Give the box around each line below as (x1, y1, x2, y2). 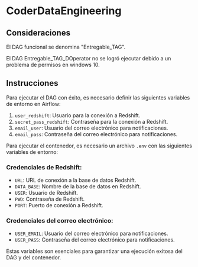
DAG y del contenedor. (6, 254, 61, 261)
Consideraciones (6, 28, 71, 38)
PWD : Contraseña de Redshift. (14, 195, 85, 202)
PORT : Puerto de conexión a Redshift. (14, 202, 103, 209)
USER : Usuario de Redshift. (14, 189, 79, 197)
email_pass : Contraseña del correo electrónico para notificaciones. (14, 130, 178, 137)
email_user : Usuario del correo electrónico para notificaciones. (14, 124, 168, 131)
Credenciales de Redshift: (6, 163, 82, 171)
